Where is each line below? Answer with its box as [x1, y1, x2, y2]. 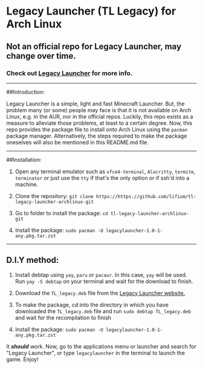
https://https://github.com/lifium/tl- [95, 193, 196, 199]
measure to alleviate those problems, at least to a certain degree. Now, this [6, 119, 193, 127]
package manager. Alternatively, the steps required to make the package [6, 132, 187, 139]
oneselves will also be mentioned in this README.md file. [6, 138, 149, 146]
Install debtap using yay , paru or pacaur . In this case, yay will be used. [14, 271, 187, 278]
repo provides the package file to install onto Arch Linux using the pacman [6, 125, 188, 133]
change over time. [6, 50, 77, 61]
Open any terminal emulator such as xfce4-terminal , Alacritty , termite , [14, 168, 196, 175]
